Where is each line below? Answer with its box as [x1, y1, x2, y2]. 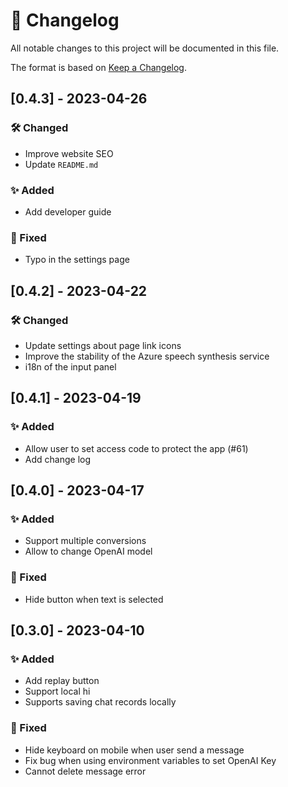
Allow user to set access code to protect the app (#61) [24, 442, 249, 454]
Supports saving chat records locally [24, 696, 177, 708]
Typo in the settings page [24, 254, 130, 266]
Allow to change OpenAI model [24, 545, 153, 558]
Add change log [24, 453, 92, 465]
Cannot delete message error [24, 765, 147, 777]
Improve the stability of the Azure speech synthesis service [24, 350, 270, 362]
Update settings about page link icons [24, 339, 182, 351]
